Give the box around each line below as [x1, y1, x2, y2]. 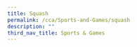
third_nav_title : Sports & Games [7, 29, 105, 37]
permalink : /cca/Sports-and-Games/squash [7, 17, 131, 23]
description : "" [7, 23, 55, 30]
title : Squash [7, 10, 49, 17]
